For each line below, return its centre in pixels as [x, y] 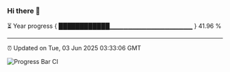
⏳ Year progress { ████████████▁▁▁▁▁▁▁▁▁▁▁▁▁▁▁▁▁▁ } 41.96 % [114, 26]
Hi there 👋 [24, 11]
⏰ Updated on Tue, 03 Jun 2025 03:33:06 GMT [74, 48]
